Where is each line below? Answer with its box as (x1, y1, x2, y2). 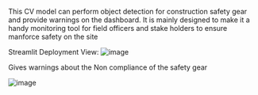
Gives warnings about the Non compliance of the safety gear (8, 63, 208, 72)
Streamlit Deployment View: (8, 47, 99, 56)
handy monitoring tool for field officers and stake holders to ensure (8, 24, 228, 32)
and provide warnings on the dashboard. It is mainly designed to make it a (8, 15, 250, 25)
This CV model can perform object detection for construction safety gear (8, 7, 248, 16)
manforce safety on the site (8, 32, 98, 41)
